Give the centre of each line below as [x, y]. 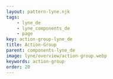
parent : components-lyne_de [41, 50]
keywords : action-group [35, 61]
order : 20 [18, 67]
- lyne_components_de [43, 28]
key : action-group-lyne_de [39, 39]
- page [25, 34]
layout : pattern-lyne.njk [38, 12]
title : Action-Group [32, 45]
